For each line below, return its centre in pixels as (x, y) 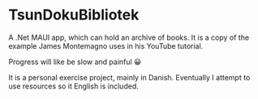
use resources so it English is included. (74, 86)
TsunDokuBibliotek (74, 15)
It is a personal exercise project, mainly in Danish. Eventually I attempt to (129, 77)
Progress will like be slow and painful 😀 (75, 62)
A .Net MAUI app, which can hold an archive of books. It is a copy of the (129, 37)
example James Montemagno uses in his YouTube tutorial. (106, 45)
